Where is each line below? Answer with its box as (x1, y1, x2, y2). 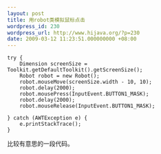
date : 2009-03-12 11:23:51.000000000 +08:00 (7, 36, 137, 43)
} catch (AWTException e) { (7, 115, 88, 122)
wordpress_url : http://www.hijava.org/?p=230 (7, 29, 140, 36)
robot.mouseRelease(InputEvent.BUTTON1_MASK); (19, 102, 155, 110)
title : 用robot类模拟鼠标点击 (7, 16, 86, 23)
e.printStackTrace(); (19, 121, 81, 128)
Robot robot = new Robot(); (19, 73, 100, 80)
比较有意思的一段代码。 (7, 140, 74, 148)
